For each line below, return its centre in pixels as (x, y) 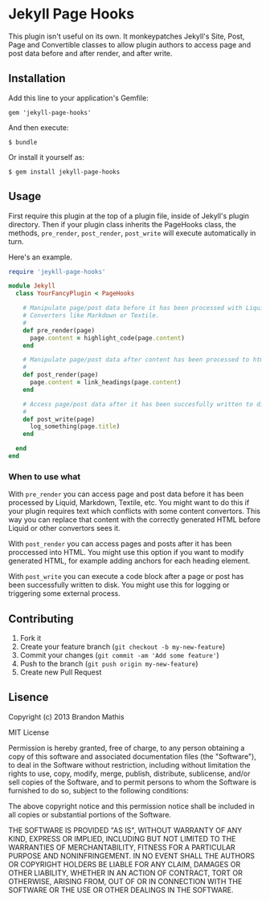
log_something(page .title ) (75, 426)
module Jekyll (32, 286)
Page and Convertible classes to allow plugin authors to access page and (130, 44)
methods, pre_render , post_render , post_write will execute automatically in (132, 233)
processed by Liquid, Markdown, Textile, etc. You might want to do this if (129, 503)
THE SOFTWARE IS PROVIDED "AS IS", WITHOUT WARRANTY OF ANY (125, 830)
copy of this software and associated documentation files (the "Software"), (133, 756)
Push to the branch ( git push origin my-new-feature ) (109, 664)
